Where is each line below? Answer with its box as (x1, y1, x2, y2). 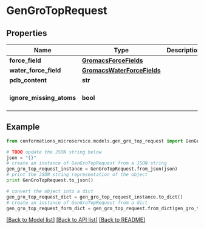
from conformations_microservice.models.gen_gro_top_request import (6, 138, 183, 144)
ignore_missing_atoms (9, 94, 76, 102)
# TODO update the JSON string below (6, 149, 102, 155)
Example (6, 122, 40, 132)
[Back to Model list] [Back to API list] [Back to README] (6, 216, 146, 224)
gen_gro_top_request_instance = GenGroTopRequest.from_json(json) (6, 166, 178, 172)
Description (166, 46, 202, 54)
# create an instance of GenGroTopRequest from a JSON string (6, 160, 167, 166)
